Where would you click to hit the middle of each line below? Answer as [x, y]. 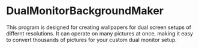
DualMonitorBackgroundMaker [85, 11]
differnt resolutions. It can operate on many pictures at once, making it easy [100, 33]
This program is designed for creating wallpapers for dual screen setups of [99, 27]
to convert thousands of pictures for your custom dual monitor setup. [91, 40]
